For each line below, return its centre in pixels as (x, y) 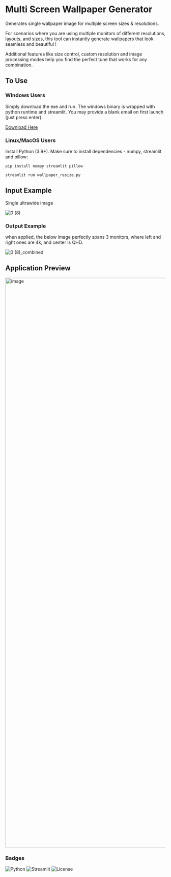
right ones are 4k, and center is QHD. (44, 242)
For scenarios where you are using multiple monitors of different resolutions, (85, 33)
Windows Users (25, 95)
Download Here (22, 127)
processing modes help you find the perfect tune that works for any (76, 59)
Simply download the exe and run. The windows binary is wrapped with (80, 106)
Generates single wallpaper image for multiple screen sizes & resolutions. (82, 23)
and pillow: (17, 157)
